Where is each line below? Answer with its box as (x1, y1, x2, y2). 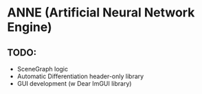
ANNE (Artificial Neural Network (7, 5, 195, 21)
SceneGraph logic (16, 65, 69, 73)
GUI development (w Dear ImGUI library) (16, 80, 132, 87)
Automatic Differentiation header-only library (16, 72, 144, 80)
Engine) (7, 19, 53, 35)
